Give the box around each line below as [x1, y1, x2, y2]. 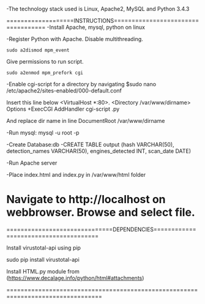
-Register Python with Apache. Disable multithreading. [6, 35, 144, 42]
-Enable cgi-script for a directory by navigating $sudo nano [6, 81, 157, 87]
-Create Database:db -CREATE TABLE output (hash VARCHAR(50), [6, 141, 174, 148]
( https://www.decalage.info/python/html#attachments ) [6, 274, 144, 281]
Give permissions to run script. [6, 58, 84, 65]
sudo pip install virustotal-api [6, 256, 80, 263]
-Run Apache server [6, 159, 58, 166]
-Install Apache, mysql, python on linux [47, 24, 146, 31]
